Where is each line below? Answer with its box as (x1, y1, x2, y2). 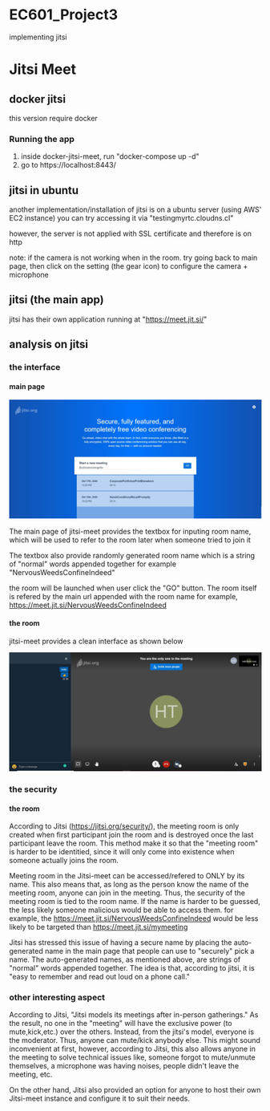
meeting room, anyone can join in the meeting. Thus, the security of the (9, 888, 245, 898)
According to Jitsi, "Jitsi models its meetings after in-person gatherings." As (9, 1010, 259, 1020)
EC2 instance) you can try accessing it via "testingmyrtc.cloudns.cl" (9, 213, 234, 223)
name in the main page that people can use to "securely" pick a (44, 947, 255, 956)
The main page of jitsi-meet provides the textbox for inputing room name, (9, 526, 252, 536)
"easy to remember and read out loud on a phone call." (9, 972, 191, 982)
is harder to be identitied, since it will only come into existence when (9, 847, 235, 857)
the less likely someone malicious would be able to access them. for (9, 905, 234, 915)
